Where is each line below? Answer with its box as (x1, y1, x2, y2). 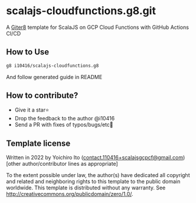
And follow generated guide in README (6, 73, 103, 80)
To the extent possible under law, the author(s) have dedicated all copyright (6, 172, 190, 179)
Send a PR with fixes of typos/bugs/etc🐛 (14, 121, 113, 128)
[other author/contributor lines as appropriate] (6, 161, 118, 168)
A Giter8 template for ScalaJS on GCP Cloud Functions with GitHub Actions (6, 24, 189, 31)
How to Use (6, 47, 50, 57)
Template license (6, 138, 71, 148)
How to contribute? (6, 90, 79, 101)
